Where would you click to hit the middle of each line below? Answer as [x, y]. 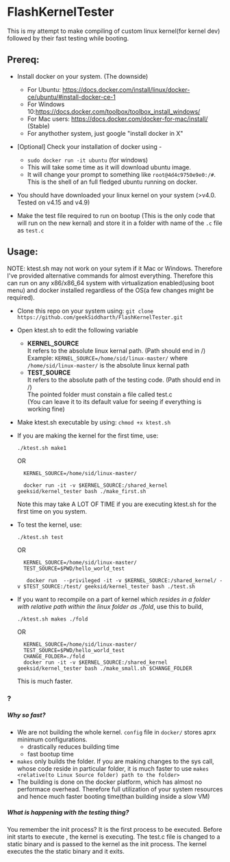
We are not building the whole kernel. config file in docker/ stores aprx [116, 732]
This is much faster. [45, 681]
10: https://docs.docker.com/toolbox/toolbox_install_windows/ [114, 111]
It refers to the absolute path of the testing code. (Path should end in [124, 380]
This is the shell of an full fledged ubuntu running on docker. [112, 182]
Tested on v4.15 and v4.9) [53, 202]
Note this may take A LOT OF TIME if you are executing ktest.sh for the [117, 504]
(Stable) [38, 126]
